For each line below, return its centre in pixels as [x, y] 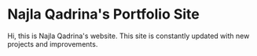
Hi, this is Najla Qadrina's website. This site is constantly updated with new [128, 36]
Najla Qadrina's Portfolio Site [103, 14]
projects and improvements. [53, 44]
